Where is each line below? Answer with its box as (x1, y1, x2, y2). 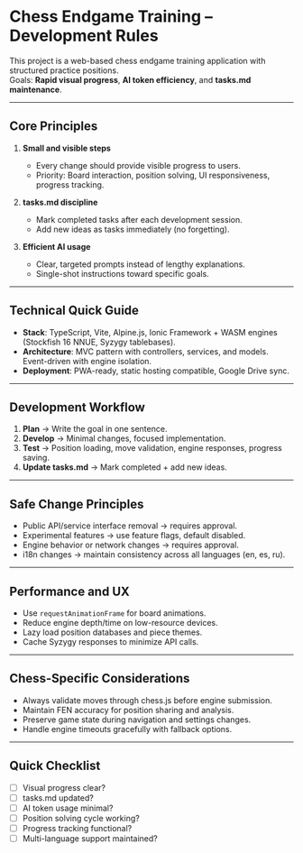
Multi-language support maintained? (22, 832, 158, 844)
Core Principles (9, 119, 98, 134)
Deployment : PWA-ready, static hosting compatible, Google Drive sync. (22, 365, 290, 376)
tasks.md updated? (22, 792, 95, 803)
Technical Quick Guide (9, 303, 140, 318)
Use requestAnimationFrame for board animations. (22, 608, 207, 619)
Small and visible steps (22, 142, 111, 153)
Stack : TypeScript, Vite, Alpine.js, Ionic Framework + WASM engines (22, 326, 278, 337)
